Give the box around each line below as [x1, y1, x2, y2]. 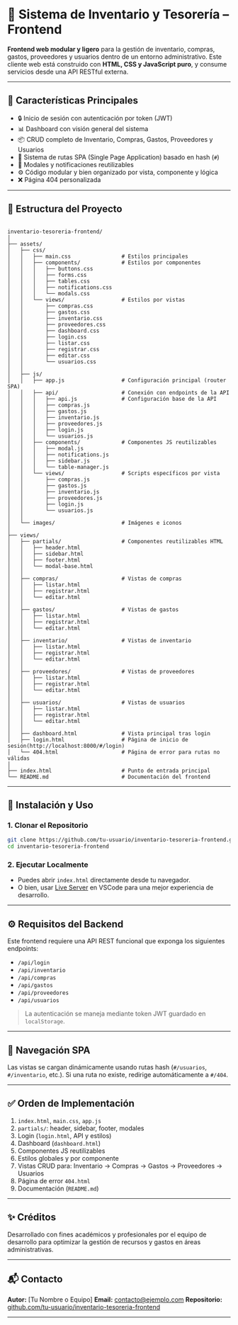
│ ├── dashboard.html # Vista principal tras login [7, 729, 211, 737]
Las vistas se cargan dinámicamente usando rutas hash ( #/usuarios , [7, 1062, 208, 1071]
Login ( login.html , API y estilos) [17, 1131, 112, 1139]
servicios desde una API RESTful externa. [7, 67, 129, 76]
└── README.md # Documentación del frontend [7, 773, 211, 780]
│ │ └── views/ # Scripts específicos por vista [7, 470, 220, 477]
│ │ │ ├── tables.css [7, 278, 91, 285]
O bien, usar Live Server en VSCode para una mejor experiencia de [17, 883, 214, 892]
